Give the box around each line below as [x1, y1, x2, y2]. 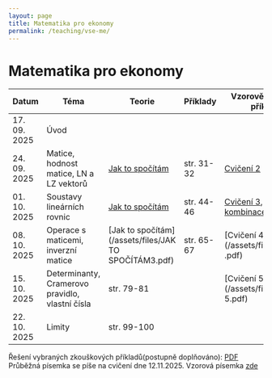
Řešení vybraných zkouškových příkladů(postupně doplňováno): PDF [8, 352, 239, 362]
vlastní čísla [46, 298, 91, 309]
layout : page [8, 11, 53, 20]
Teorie [129, 96, 155, 107]
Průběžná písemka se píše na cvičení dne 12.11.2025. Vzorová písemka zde [8, 361, 258, 371]
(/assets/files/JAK [108, 235, 176, 246]
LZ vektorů [46, 178, 87, 190]
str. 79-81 [108, 283, 150, 295]
